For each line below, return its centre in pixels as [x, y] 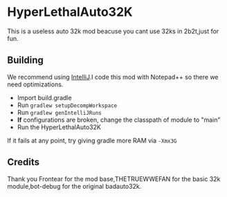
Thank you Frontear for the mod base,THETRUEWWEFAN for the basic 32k [114, 179]
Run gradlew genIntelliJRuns [59, 112]
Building [25, 60]
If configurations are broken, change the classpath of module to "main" [119, 120]
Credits [24, 162]
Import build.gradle [44, 97]
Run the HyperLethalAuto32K [59, 127]
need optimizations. [35, 84]
